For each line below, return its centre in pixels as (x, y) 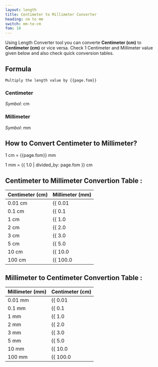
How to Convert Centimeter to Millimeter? (71, 143)
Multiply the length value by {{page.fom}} (51, 80)
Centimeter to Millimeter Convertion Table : (74, 181)
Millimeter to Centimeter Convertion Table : (74, 278)
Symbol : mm (18, 127)
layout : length (21, 10)
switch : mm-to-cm (23, 24)
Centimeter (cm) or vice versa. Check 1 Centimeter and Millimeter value (79, 48)
